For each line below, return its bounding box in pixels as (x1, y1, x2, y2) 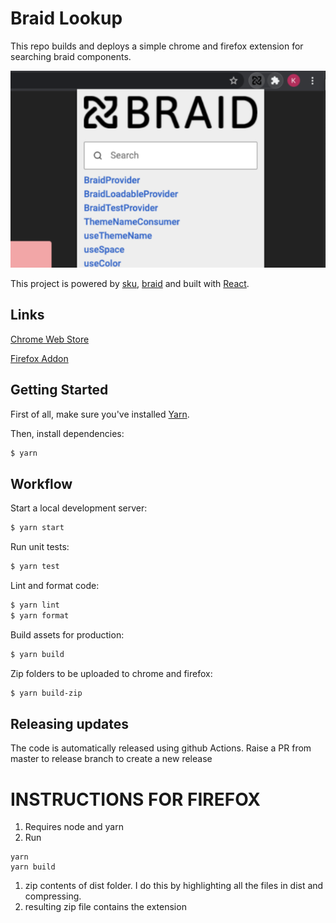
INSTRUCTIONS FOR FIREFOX (10, 788, 261, 811)
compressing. (24, 890, 82, 902)
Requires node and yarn (24, 821, 124, 833)
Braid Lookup (10, 7, 123, 30)
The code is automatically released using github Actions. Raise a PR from (10, 742, 312, 754)
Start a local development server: (10, 502, 148, 514)
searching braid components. (10, 50, 132, 62)
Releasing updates (10, 715, 129, 732)
